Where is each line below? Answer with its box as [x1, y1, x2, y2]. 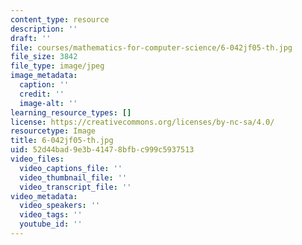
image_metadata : [10, 71, 78, 81]
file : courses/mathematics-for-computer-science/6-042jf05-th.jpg [10, 42, 293, 53]
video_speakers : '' [19, 201, 101, 211]
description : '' [10, 24, 78, 34]
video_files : [10, 154, 65, 164]
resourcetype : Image [10, 126, 97, 136]
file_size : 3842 [10, 52, 78, 62]
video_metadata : [10, 191, 78, 201]
